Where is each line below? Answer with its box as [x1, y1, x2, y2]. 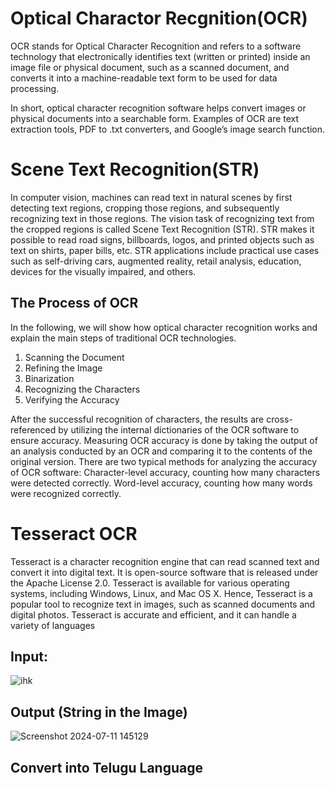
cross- [266, 413, 293, 425]
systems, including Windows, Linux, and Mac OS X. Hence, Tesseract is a [10, 587, 313, 599]
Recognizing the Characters [24, 383, 141, 395]
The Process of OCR [10, 295, 139, 312]
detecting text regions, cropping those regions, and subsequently [10, 202, 280, 214]
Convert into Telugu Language [10, 759, 203, 776]
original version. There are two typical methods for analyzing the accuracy [10, 455, 318, 467]
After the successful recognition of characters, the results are [10, 413, 265, 425]
